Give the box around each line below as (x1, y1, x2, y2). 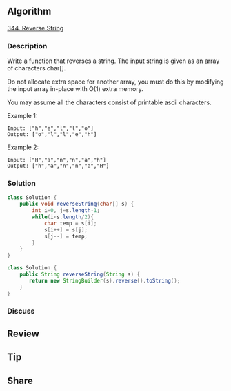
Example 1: (7, 112, 38, 120)
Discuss (7, 307, 35, 316)
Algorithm (7, 6, 52, 17)
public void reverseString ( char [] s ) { (19, 200, 134, 208)
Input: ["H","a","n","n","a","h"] (7, 157, 107, 164)
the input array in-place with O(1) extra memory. (7, 85, 143, 93)
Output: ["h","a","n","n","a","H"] (7, 162, 110, 170)
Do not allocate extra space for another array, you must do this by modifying (7, 77, 224, 86)
